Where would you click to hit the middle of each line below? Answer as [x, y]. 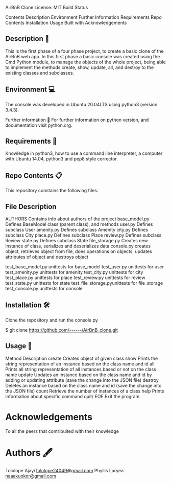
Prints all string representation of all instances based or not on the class [81, 369]
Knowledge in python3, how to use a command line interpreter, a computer [84, 153]
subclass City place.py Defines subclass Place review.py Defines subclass [83, 235]
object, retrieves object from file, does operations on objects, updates [79, 251]
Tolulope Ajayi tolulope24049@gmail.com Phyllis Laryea [65, 470]
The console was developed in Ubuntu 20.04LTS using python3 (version [81, 104]
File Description [31, 206]
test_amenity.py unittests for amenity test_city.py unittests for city [74, 272]
